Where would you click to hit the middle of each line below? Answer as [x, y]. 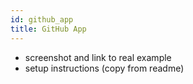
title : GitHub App [48, 29]
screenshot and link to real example [98, 57]
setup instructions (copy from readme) [104, 68]
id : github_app [42, 19]
